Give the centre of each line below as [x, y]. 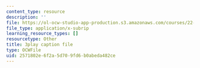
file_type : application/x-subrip [48, 28]
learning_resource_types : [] [42, 34]
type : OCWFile [24, 50]
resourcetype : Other [32, 39]
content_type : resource [36, 12]
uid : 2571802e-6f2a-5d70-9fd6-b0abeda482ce [61, 56]
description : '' [26, 17]
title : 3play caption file [40, 45]
